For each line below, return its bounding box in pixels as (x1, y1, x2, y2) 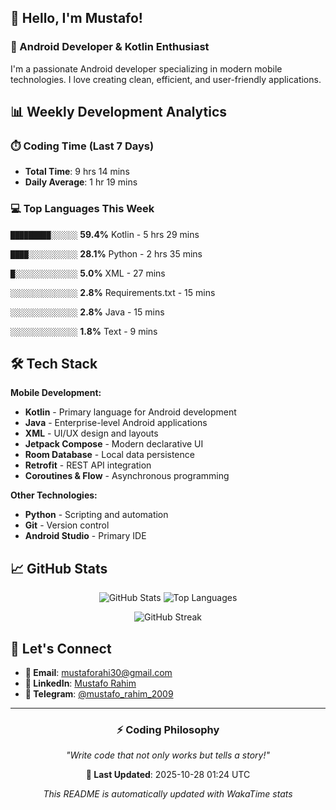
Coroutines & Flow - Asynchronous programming (24, 470, 230, 482)
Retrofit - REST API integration (24, 459, 152, 471)
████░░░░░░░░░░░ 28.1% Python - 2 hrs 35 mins (10, 247, 203, 260)
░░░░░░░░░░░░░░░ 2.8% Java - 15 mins (10, 306, 165, 318)
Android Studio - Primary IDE (24, 530, 147, 542)
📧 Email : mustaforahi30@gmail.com (24, 667, 173, 679)
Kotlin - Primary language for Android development (24, 406, 237, 418)
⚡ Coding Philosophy (116, 723, 220, 737)
